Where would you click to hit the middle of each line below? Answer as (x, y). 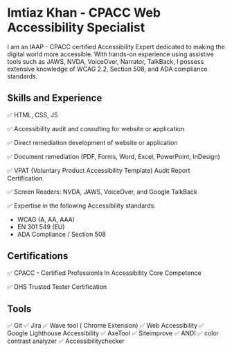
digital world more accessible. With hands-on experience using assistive (110, 54)
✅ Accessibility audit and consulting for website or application (96, 128)
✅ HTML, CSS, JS (33, 115)
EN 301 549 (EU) (41, 226)
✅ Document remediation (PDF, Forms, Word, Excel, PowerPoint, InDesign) (114, 156)
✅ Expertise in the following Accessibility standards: (81, 206)
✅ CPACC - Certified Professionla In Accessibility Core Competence (105, 273)
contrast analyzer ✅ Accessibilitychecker (66, 341)
